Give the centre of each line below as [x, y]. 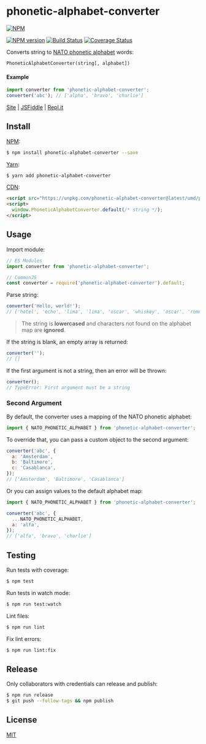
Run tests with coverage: [38, 570]
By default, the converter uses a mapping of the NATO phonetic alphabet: [99, 416]
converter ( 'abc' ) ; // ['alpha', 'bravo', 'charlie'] [75, 96]
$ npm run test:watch [34, 604]
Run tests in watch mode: [38, 593]
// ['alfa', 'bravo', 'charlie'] [49, 536]
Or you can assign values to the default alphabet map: [74, 491]
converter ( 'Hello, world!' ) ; [44, 306]
